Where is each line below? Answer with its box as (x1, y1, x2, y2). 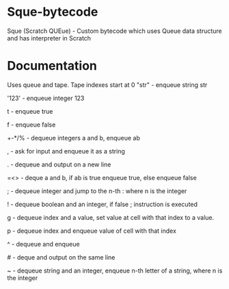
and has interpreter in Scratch (7, 34, 91, 42)
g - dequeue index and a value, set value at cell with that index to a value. (7, 213, 214, 221)
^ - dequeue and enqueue (7, 240, 80, 248)
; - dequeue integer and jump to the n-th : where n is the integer (7, 186, 187, 195)
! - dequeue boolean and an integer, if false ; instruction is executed (7, 200, 198, 208)
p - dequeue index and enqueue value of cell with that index (7, 227, 176, 235)
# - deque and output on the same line (7, 253, 116, 261)
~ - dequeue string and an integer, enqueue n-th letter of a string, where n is (7, 266, 223, 275)
